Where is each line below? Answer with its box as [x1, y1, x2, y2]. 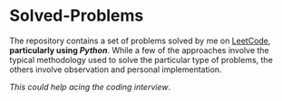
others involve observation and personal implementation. [9, 64, 222, 75]
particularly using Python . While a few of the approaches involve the [9, 44, 269, 55]
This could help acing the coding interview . [9, 81, 171, 92]
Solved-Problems [9, 5, 144, 26]
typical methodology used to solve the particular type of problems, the [9, 54, 274, 65]
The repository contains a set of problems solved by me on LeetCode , [9, 35, 271, 46]
